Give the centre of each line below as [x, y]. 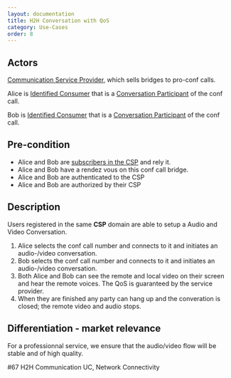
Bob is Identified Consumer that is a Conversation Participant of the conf [114, 115]
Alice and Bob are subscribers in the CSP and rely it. [94, 162]
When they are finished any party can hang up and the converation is [119, 298]
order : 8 [20, 34]
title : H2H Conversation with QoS [59, 21]
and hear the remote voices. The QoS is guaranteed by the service [115, 283]
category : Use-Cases [38, 27]
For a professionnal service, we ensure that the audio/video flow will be [112, 345]
